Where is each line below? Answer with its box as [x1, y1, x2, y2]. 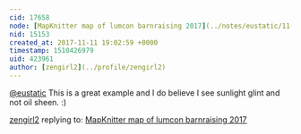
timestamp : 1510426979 [9, 46, 94, 55]
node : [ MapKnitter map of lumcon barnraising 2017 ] [9, 21, 206, 30]
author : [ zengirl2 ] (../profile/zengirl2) [9, 63, 167, 72]
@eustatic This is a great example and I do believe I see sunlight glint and [9, 87, 280, 98]
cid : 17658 [9, 13, 50, 22]
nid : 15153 [9, 29, 50, 38]
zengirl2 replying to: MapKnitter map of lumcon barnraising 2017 [9, 113, 248, 125]
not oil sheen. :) [9, 96, 67, 107]
